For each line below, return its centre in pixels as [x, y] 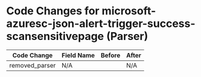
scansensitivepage [55, 36]
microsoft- [129, 11]
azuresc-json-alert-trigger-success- [101, 24]
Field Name [78, 55]
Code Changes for [53, 11]
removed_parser [33, 65]
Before [110, 55]
